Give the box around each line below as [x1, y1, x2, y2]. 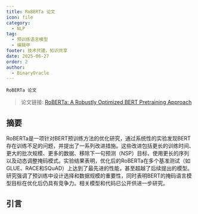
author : [6, 64, 26, 71]
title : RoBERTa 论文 [6, 8, 55, 15]
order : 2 [6, 59, 28, 65]
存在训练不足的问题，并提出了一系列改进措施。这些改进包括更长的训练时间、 [6, 142, 194, 149]
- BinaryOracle [11, 70, 49, 76]
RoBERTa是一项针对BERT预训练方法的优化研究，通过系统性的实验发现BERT [6, 135, 191, 142]
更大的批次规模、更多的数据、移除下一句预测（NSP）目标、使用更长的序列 [6, 150, 190, 157]
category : [6, 20, 31, 26]
